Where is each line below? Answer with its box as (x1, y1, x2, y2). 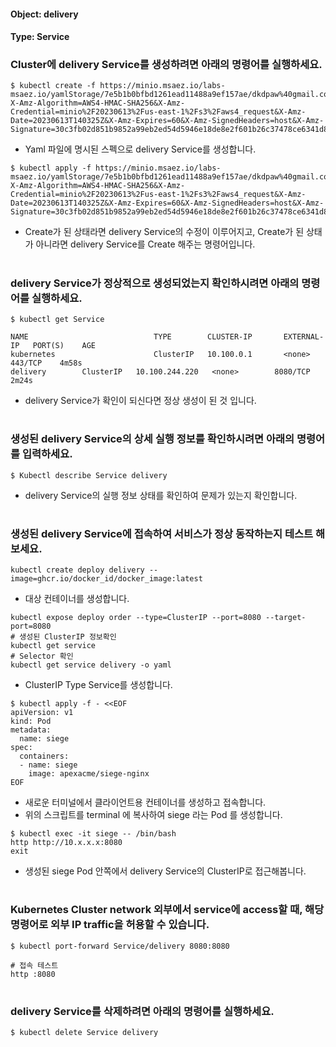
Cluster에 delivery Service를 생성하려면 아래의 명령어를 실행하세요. (10, 58, 323, 72)
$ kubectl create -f (10, 81, 97, 91)
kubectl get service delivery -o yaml (10, 660, 172, 670)
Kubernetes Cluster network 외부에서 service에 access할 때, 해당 (10, 903, 325, 917)
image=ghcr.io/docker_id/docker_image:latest (10, 574, 203, 584)
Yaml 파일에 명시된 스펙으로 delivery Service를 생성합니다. (24, 143, 257, 155)
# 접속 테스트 (10, 960, 59, 970)
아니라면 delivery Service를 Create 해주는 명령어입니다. (35, 238, 256, 250)
